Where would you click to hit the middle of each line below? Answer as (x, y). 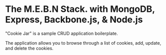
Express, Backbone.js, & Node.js (74, 20)
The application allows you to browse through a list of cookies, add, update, (83, 43)
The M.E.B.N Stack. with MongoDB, (80, 9)
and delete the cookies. (29, 48)
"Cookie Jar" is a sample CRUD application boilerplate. (62, 33)
